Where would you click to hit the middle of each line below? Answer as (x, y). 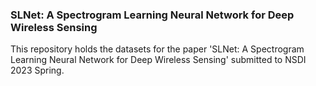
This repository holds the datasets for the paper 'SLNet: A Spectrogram (157, 49)
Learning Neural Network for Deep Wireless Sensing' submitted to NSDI (158, 60)
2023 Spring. (37, 70)
